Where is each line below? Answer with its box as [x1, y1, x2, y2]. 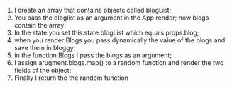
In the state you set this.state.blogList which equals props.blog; [13, 28, 199, 37]
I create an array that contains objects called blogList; [13, 6, 172, 14]
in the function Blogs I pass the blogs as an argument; [13, 51, 172, 59]
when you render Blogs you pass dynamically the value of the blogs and [13, 36, 226, 44]
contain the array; [13, 21, 66, 29]
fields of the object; [13, 66, 72, 74]
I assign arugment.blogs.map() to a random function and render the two [13, 59, 224, 66]
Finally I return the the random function [13, 73, 129, 82]
